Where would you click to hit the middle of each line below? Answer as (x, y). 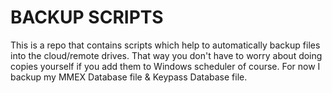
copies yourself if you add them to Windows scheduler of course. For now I (165, 66)
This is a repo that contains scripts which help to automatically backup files (165, 45)
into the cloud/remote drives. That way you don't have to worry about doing (166, 55)
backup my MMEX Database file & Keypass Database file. (129, 77)
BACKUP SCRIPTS (87, 17)
